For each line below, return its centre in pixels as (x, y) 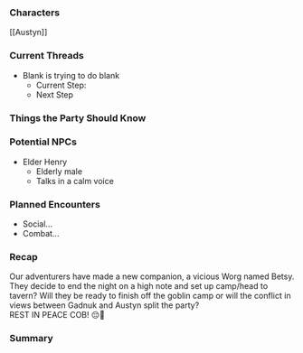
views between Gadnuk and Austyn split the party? (104, 305)
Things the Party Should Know (78, 117)
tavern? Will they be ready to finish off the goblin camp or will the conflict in (150, 296)
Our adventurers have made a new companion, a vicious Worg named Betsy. (152, 276)
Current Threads (47, 56)
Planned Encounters (55, 204)
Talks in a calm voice (75, 181)
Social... (37, 224)
